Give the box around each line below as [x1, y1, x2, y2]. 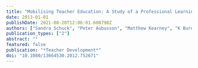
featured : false [6, 42, 46, 48]
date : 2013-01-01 [6, 14, 49, 20]
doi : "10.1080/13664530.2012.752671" [6, 53, 99, 59]
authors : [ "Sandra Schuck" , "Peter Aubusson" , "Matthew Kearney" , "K [6, 25, 181, 31]
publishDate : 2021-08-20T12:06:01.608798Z [6, 20, 112, 25]
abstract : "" [6, 36, 38, 42]
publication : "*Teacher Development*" [6, 47, 101, 53]
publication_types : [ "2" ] [6, 31, 70, 37]
